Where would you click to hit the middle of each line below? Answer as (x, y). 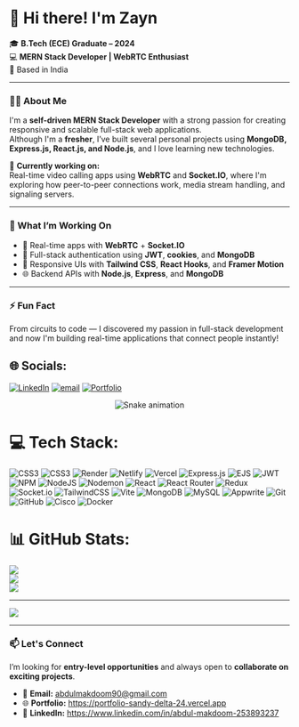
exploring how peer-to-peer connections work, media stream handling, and (147, 185)
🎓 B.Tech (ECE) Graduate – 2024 (72, 43)
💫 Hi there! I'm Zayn (84, 18)
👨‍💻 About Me (38, 101)
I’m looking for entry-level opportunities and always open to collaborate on (149, 666)
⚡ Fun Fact (32, 306)
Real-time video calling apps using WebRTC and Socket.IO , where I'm (138, 175)
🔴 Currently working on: (55, 166)
